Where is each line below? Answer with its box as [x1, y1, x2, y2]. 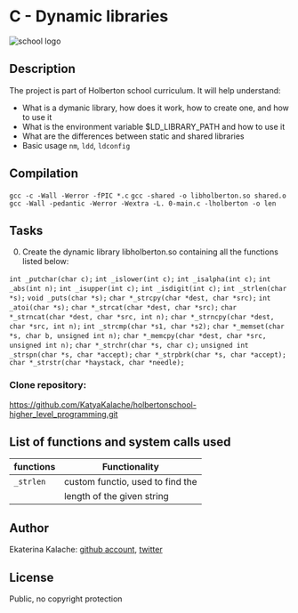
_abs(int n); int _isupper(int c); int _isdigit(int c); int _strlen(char [9, 285, 287, 294]
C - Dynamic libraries [9, 6, 169, 27]
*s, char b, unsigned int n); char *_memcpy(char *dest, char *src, [9, 332, 267, 341]
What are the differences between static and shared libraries [21, 131, 245, 141]
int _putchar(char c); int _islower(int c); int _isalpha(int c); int [9, 275, 271, 284]
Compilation [9, 166, 78, 181]
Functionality [101, 461, 160, 473]
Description [9, 61, 76, 77]
